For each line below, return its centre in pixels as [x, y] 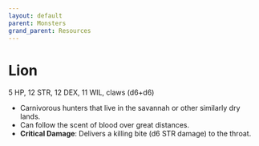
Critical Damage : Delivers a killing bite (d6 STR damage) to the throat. [136, 134]
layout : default [35, 16]
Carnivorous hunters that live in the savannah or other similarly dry [130, 108]
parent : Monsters [37, 23]
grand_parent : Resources [50, 30]
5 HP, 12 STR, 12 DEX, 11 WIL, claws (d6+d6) [81, 92]
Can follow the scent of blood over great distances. [105, 125]
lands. [30, 116]
